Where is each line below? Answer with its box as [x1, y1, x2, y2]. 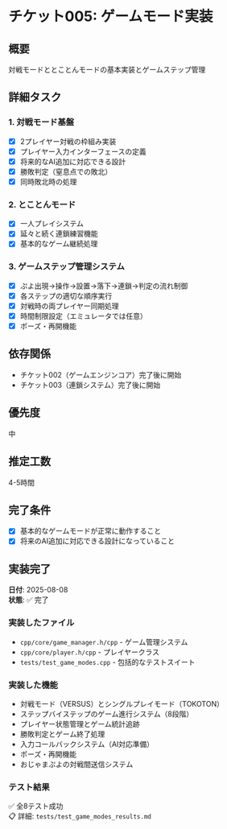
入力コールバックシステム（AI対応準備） [19, 739, 155, 749]
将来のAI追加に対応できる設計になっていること [19, 536, 175, 546]
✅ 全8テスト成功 [8, 802, 64, 811]
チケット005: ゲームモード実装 [8, 7, 213, 26]
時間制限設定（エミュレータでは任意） [19, 311, 147, 320]
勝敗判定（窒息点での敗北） [19, 167, 113, 176]
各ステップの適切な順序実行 [19, 291, 113, 300]
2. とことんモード [8, 199, 76, 210]
